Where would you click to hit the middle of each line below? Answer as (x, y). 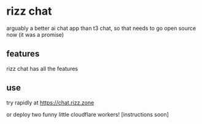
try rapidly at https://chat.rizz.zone (50, 103)
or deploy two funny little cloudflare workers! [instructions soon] (87, 114)
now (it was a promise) (35, 34)
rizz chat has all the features (42, 68)
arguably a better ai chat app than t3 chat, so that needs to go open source (101, 28)
